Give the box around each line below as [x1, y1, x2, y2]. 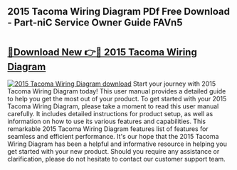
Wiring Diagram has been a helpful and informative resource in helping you [7, 140, 228, 148]
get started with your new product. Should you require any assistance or [7, 147, 220, 155]
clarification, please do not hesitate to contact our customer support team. [7, 155, 226, 163]
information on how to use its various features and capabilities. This [7, 117, 206, 125]
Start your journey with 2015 [132, 79, 216, 88]
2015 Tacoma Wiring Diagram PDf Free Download [7, 6, 230, 18]
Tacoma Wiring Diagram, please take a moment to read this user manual [7, 102, 219, 110]
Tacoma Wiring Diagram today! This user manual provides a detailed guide [7, 87, 226, 95]
